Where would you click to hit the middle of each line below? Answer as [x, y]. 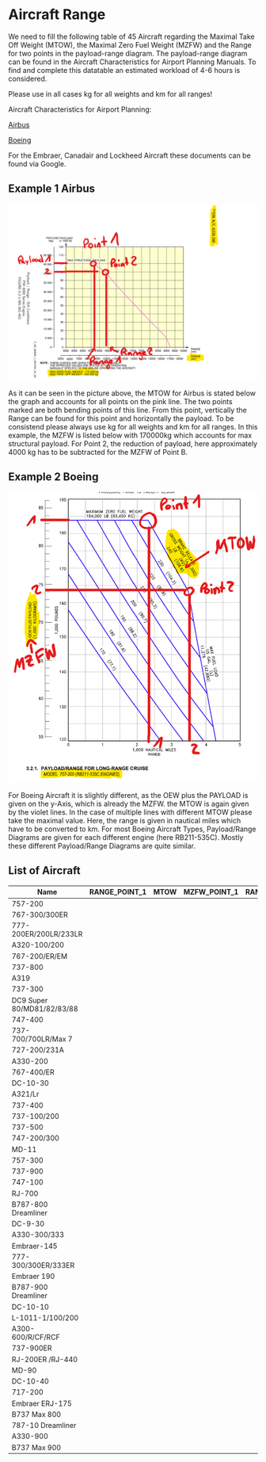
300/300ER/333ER [43, 1265]
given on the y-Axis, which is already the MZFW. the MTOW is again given [129, 804]
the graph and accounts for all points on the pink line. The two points [120, 402]
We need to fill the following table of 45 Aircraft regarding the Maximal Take [131, 36]
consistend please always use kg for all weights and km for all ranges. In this [133, 427]
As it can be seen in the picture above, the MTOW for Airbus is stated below [132, 393]
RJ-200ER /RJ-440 [44, 1359]
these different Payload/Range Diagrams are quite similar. [102, 846]
